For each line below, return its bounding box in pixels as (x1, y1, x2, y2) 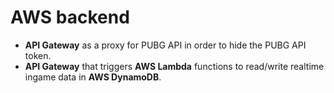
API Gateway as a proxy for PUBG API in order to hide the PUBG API (24, 39, 307, 51)
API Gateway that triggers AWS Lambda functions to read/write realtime (24, 60, 325, 72)
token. (24, 49, 52, 61)
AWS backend (10, 6, 130, 29)
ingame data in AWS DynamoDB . (24, 71, 162, 83)
